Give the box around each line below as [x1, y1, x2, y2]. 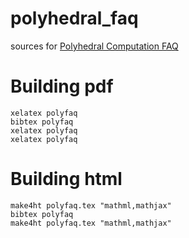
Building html [10, 168, 123, 191]
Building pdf [10, 75, 114, 98]
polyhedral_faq [10, 7, 139, 30]
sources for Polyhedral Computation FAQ [10, 40, 179, 52]
